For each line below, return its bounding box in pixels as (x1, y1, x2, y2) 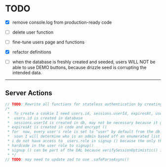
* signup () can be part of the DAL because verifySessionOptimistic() (7, 148, 158, 153)
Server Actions (5, 88, 53, 97)
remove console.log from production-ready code (12, 19, 112, 25)
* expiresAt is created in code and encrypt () (7, 125, 107, 130)
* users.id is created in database (7, 116, 83, 121)
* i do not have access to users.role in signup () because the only (7, 139, 156, 144)
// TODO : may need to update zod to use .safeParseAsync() (5, 157, 129, 162)
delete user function (12, 29, 54, 35)
